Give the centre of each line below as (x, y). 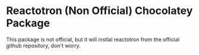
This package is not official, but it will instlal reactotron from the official (93, 39)
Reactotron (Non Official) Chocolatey (99, 11)
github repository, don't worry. (43, 46)
